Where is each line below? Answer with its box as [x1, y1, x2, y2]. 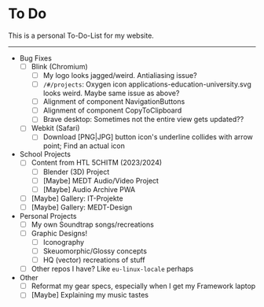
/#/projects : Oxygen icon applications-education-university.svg [42, 80, 251, 89]
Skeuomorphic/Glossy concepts [42, 246, 148, 256]
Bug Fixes [19, 53, 53, 63]
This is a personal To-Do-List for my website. [8, 31, 155, 40]
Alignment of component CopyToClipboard [42, 105, 182, 115]
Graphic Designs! [31, 228, 88, 238]
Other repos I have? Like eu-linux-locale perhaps [31, 264, 194, 274]
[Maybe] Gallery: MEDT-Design [31, 202, 133, 212]
